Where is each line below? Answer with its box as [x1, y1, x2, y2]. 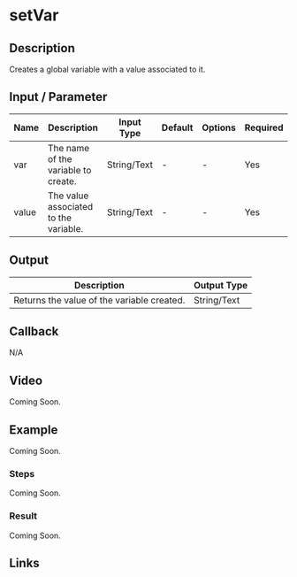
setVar [9, 5, 59, 26]
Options [202, 121, 237, 134]
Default [161, 121, 194, 134]
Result [9, 510, 38, 522]
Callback [9, 324, 59, 339]
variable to [47, 164, 92, 176]
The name [47, 142, 90, 154]
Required [244, 121, 284, 134]
